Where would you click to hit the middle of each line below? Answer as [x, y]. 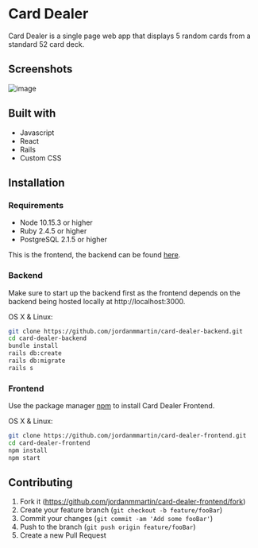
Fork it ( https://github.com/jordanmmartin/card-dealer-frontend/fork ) [133, 502]
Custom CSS [40, 158]
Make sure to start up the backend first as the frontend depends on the [124, 293]
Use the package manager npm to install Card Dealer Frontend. [112, 406]
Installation [37, 182]
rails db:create [35, 353]
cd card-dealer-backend [48, 338]
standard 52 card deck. [46, 44]
